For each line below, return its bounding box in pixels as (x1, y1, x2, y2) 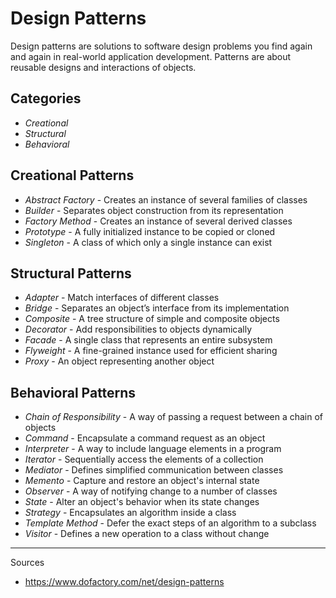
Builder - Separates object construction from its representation (24, 204, 284, 216)
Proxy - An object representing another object (24, 355, 215, 367)
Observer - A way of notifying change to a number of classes (24, 485, 278, 497)
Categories (10, 90, 82, 107)
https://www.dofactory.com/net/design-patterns (24, 576, 225, 588)
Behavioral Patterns (10, 384, 137, 401)
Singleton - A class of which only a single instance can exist (24, 236, 273, 248)
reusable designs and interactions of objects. (10, 61, 197, 73)
